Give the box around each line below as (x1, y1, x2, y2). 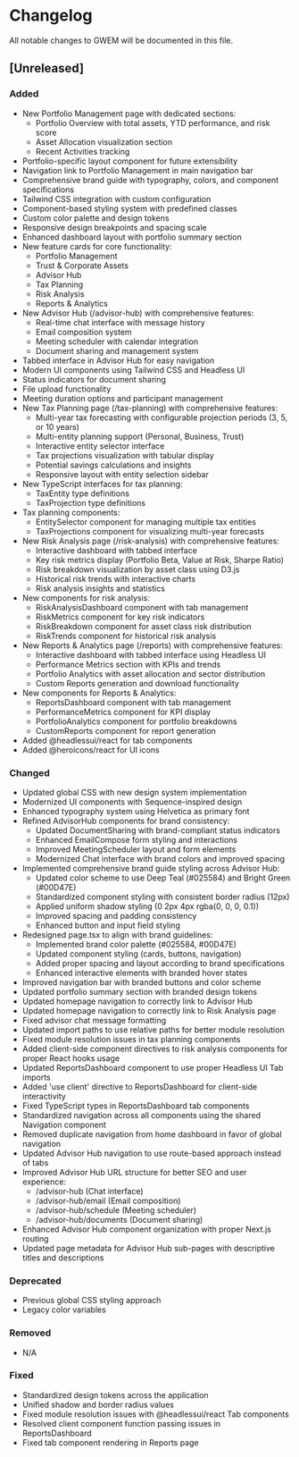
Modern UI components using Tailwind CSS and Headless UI (21, 364, 245, 375)
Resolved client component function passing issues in (21, 1418, 221, 1428)
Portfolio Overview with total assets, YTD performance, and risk (35, 117, 270, 128)
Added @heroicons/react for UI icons (21, 744, 160, 755)
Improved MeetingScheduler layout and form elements (35, 844, 237, 855)
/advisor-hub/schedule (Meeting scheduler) (35, 1204, 197, 1216)
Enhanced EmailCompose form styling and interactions (35, 834, 238, 845)
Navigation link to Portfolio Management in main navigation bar (21, 164, 253, 175)
